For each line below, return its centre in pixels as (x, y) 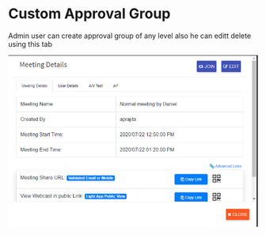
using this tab (30, 44)
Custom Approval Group (89, 14)
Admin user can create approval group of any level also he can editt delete (130, 36)
